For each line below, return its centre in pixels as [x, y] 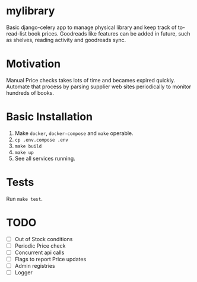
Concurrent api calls [39, 252]
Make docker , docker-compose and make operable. [74, 133]
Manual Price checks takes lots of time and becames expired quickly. [91, 80]
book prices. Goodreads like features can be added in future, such [109, 33]
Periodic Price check [40, 246]
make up [24, 152]
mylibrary [31, 11]
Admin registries [35, 265]
